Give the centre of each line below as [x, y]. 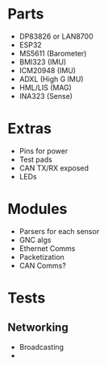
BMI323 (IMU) [43, 62]
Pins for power [44, 150]
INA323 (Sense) [46, 96]
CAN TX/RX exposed [54, 168]
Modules [37, 209]
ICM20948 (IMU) [48, 70]
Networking [38, 328]
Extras [29, 129]
